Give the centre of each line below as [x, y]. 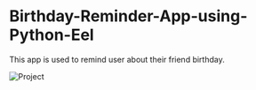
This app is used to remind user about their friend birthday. [117, 59]
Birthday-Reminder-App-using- [128, 16]
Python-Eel [52, 35]
